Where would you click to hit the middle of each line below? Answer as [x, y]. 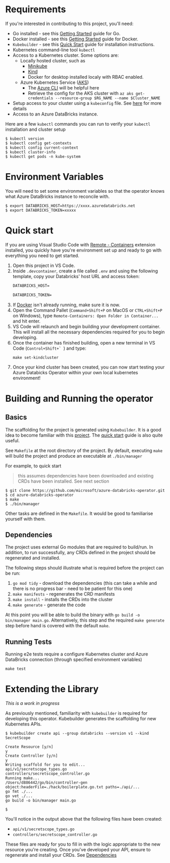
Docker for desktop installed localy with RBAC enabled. [86, 77]
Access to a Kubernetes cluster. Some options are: [66, 55]
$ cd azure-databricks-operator [39, 495]
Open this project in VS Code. [44, 265]
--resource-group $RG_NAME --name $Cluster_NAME [108, 98]
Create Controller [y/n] [32, 756]
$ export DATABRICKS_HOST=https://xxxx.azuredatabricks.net [70, 206]
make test [16, 669]
